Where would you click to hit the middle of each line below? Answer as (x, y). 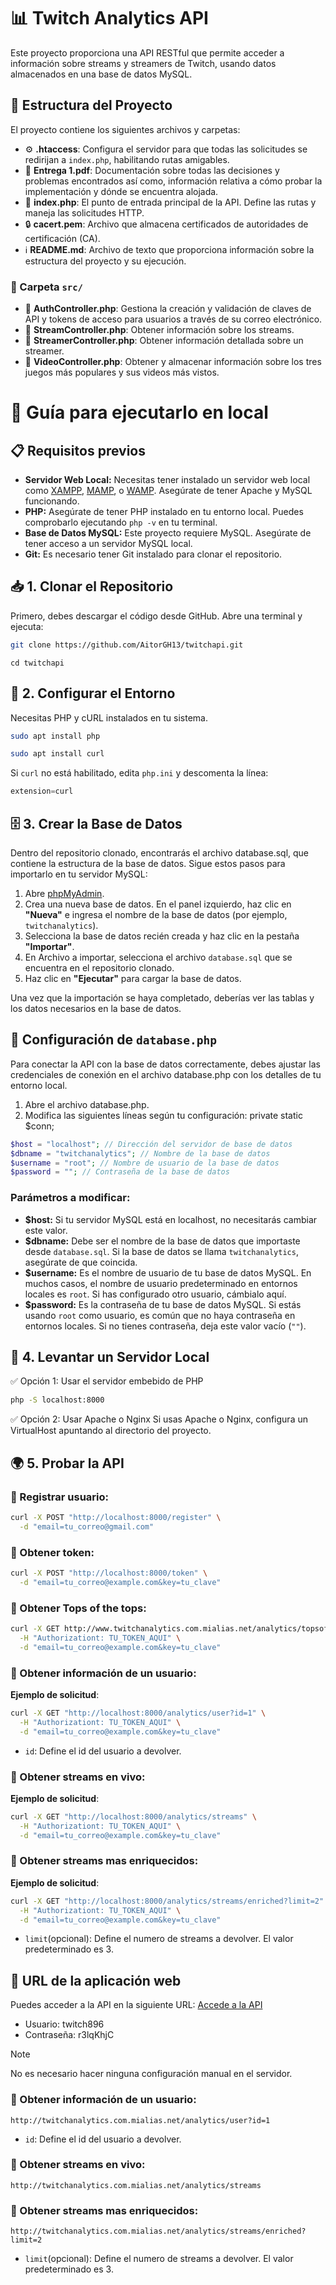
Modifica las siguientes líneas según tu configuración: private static (163, 1115)
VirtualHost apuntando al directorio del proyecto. (111, 1431)
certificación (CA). (62, 238)
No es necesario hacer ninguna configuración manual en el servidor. (151, 2074)
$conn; (39, 1126)
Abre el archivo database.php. (87, 1104)
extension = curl (42, 791)
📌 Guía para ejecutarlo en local (139, 412)
